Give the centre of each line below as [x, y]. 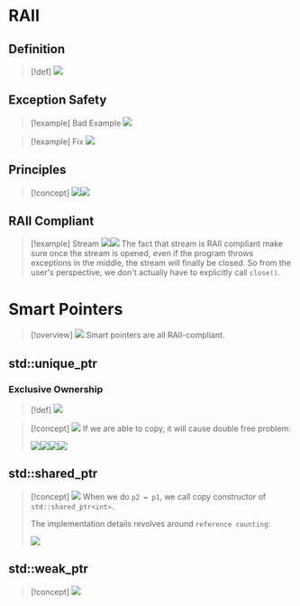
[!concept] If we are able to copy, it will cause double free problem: [161, 428]
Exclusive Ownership [56, 389]
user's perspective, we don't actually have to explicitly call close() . [155, 272]
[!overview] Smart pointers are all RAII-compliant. [127, 335]
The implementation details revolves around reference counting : [150, 523]
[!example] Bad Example [76, 123]
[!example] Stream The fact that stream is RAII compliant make [156, 243]
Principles [37, 170]
